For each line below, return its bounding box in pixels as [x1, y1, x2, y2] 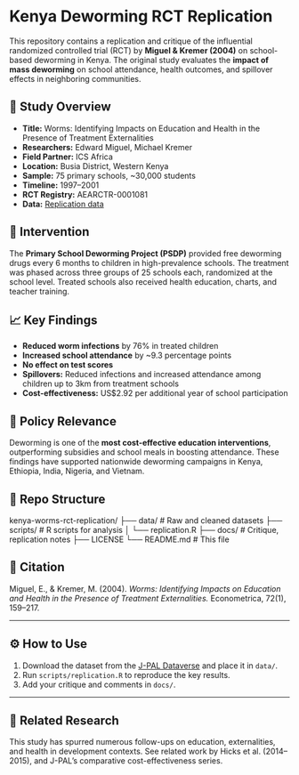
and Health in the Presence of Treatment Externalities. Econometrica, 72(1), [9, 593, 287, 603]
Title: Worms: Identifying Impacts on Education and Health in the [21, 123, 261, 133]
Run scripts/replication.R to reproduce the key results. [21, 669, 230, 680]
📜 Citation [9, 560, 65, 575]
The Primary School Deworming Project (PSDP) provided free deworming [9, 247, 282, 259]
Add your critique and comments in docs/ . [21, 679, 176, 690]
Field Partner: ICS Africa [21, 151, 114, 162]
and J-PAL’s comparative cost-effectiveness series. [34, 755, 223, 766]
